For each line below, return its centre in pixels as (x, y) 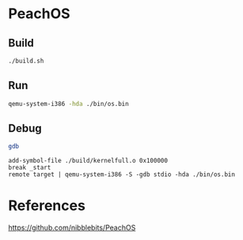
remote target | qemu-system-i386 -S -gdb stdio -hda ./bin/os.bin (122, 174)
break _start (30, 168)
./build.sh (26, 61)
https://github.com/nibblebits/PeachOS (72, 228)
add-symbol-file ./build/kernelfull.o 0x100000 (88, 161)
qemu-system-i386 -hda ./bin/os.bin (68, 103)
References (47, 206)
